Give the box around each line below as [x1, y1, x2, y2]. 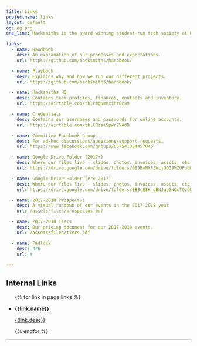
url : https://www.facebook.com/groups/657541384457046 [16, 143, 154, 150]
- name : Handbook [11, 46, 54, 53]
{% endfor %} [14, 328, 49, 335]
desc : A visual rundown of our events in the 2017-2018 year [16, 203, 169, 209]
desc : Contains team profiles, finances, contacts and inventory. [16, 95, 182, 101]
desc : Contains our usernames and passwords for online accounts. [16, 116, 182, 122]
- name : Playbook [11, 68, 54, 74]
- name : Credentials [11, 111, 62, 117]
